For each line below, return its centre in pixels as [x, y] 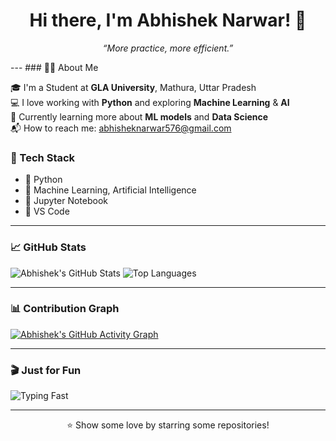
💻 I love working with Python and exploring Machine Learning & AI [150, 102]
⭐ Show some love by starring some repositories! [168, 425]
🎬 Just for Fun [46, 370]
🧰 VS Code [47, 211]
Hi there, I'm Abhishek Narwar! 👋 [168, 20]
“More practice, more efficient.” [168, 48]
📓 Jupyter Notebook [66, 201]
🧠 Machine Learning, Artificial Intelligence [110, 190]
